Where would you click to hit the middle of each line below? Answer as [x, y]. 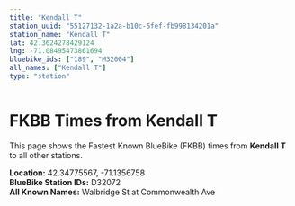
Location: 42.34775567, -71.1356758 [77, 173]
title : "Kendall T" [46, 18]
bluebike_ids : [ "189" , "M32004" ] [72, 59]
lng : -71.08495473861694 [56, 51]
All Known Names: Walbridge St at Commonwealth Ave [112, 192]
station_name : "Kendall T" [60, 34]
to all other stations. [46, 155]
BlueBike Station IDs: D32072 [65, 182]
